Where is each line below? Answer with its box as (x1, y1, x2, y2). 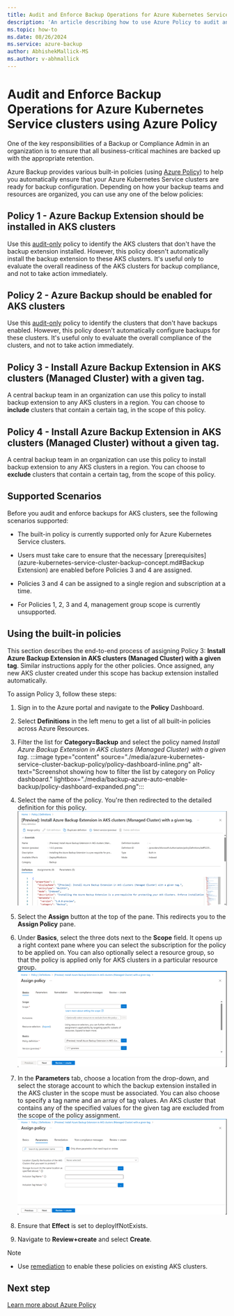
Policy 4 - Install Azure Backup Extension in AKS (7, 426, 221, 438)
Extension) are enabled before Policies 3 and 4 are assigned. (17, 566, 193, 574)
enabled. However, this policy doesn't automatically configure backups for (7, 326, 221, 335)
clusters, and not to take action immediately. (7, 341, 134, 349)
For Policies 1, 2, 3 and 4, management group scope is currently (17, 600, 201, 608)
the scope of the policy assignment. (17, 1111, 120, 1119)
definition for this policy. (17, 803, 87, 812)
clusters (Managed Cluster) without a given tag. (7, 437, 219, 448)
